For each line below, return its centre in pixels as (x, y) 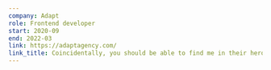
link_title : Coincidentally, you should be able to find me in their (128, 53)
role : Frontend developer (52, 23)
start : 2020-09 (34, 31)
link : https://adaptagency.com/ (63, 46)
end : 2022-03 (30, 38)
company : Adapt (34, 16)
